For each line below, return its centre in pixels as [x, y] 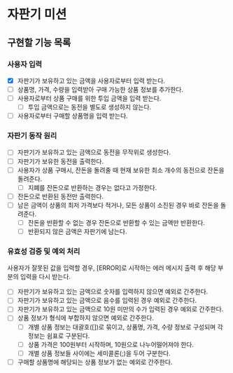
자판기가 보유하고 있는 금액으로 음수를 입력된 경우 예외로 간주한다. [107, 300]
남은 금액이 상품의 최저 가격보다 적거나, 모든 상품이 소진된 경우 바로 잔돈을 [118, 205]
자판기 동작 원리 [32, 136]
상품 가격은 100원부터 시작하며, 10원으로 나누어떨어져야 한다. [111, 344]
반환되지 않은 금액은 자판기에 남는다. [77, 231]
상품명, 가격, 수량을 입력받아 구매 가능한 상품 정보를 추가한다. [100, 89]
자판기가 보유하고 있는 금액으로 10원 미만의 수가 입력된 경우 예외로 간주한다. [120, 309]
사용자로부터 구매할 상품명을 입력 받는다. [72, 116]
